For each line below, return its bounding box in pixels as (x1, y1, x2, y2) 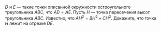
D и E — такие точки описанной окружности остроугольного (5, 4, 131, 10)
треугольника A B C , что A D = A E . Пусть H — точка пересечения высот (5, 9, 150, 15)
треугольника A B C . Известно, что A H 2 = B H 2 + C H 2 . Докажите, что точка (5, 15, 157, 21)
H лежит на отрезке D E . (5, 20, 54, 26)
